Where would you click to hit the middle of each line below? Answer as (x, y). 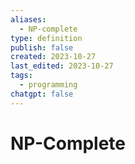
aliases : (28, 19)
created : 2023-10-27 (53, 57)
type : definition (46, 38)
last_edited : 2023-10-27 (62, 66)
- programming (48, 85)
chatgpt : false (42, 94)
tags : (21, 76)
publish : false (42, 47)
